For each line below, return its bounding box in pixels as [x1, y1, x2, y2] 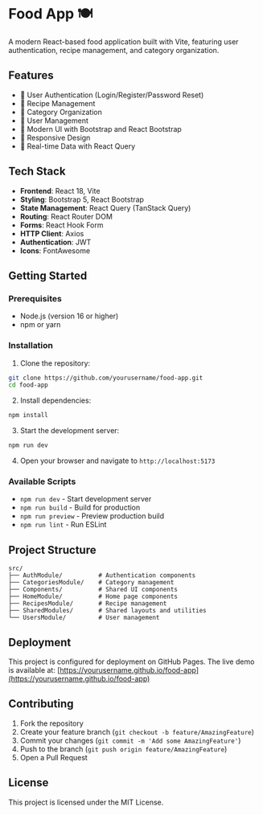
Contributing [8, 697, 74, 711]
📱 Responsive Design [19, 133, 91, 142]
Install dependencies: [19, 395, 92, 405]
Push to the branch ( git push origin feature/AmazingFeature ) [19, 743, 228, 754]
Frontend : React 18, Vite [19, 186, 101, 195]
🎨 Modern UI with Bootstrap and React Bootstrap [19, 124, 183, 133]
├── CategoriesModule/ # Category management [8, 579, 175, 587]
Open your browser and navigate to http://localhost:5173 [19, 456, 216, 465]
